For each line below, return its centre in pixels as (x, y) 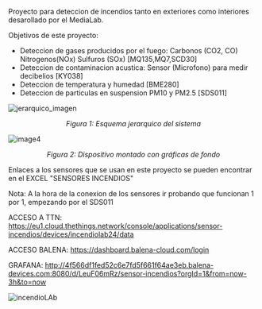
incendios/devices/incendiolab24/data (71, 234)
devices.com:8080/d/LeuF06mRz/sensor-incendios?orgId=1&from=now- (128, 274)
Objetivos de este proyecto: (54, 35)
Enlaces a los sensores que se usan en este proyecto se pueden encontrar (130, 170)
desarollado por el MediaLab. (56, 20)
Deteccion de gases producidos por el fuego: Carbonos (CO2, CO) (129, 50)
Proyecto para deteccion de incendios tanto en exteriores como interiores (129, 12)
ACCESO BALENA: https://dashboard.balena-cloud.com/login (109, 250)
